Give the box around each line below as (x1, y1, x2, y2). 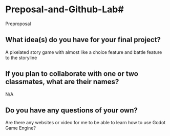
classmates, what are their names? (5, 77, 119, 86)
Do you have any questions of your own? (5, 106, 138, 114)
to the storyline (5, 54, 37, 61)
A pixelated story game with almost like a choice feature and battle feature (5, 49, 162, 55)
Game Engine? (5, 125, 36, 131)
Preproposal (5, 21, 31, 27)
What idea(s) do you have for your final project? (5, 35, 161, 44)
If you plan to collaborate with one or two (5, 69, 138, 78)
